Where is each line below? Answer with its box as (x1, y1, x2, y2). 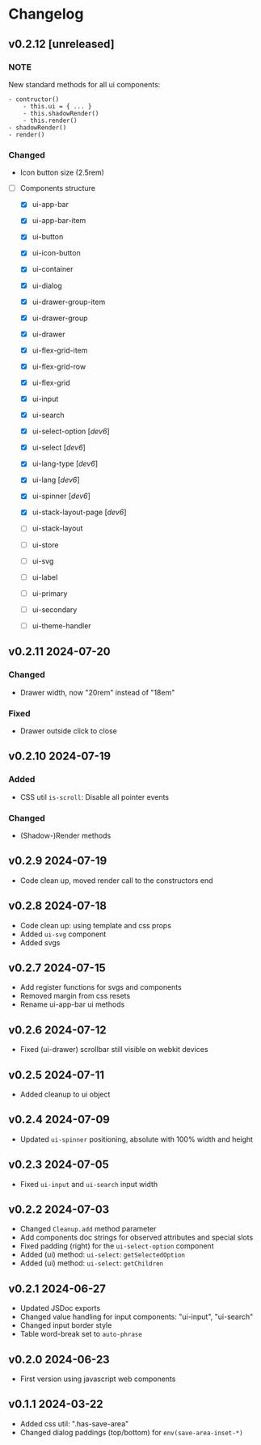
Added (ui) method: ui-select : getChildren (19, 1258, 164, 1268)
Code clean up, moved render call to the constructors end (19, 875, 213, 885)
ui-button (32, 232, 64, 242)
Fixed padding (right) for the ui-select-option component (19, 1241, 214, 1251)
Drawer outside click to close (19, 725, 117, 736)
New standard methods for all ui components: (8, 79, 161, 89)
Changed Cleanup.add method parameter (19, 1224, 157, 1234)
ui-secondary (32, 604, 78, 615)
